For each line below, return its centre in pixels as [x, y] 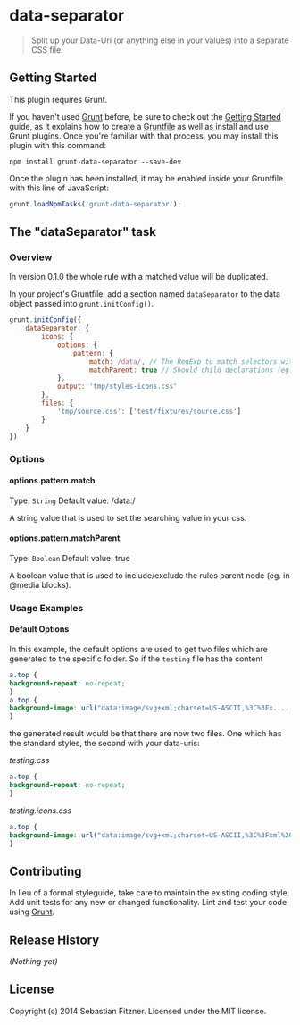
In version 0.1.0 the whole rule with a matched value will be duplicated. [139, 277]
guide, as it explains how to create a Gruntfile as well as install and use [139, 126]
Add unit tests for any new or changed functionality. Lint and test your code [148, 903]
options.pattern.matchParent [65, 538]
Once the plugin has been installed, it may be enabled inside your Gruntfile [146, 178]
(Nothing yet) [33, 962]
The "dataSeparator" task [83, 232]
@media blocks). [40, 584]
